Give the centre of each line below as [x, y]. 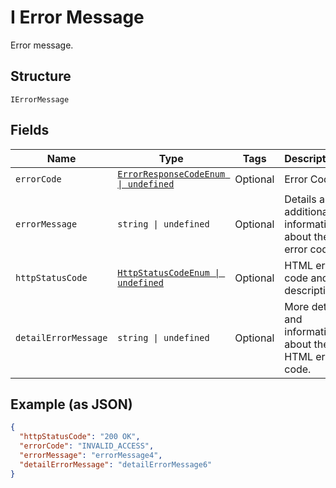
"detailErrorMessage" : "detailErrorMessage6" [116, 464]
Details [300, 199]
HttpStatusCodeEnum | [169, 272]
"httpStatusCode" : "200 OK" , [80, 437]
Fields [30, 130]
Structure [41, 76]
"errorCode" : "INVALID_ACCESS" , [87, 446]
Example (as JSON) [71, 404]
